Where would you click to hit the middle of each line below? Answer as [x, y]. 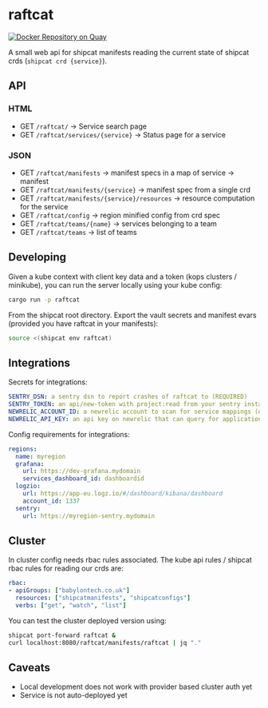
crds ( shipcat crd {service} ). [58, 61]
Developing [37, 257]
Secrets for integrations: [48, 382]
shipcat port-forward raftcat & [62, 635]
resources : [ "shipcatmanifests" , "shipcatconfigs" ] [103, 598]
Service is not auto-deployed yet [73, 695]
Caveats [29, 668]
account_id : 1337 [51, 501]
